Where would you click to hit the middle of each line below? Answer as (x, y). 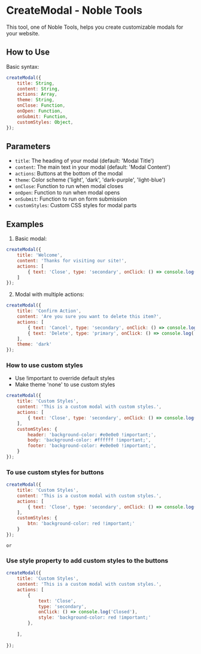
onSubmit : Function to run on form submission (71, 199)
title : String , (36, 83)
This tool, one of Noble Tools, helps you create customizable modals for (95, 27)
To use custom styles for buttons (55, 472)
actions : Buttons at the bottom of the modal (69, 174)
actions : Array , (37, 94)
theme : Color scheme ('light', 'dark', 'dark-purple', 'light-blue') (90, 180)
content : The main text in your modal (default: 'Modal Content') (92, 167)
